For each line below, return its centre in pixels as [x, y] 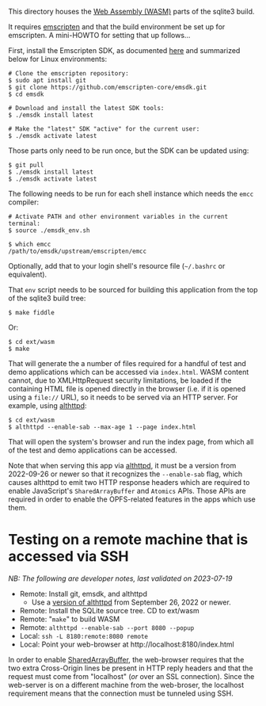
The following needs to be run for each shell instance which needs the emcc [131, 194]
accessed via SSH [68, 557]
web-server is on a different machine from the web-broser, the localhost [126, 685]
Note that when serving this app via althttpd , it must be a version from [122, 466]
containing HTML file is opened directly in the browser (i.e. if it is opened [127, 389]
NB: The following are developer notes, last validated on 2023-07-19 [120, 578]
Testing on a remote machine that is [128, 540]
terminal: [25, 223]
